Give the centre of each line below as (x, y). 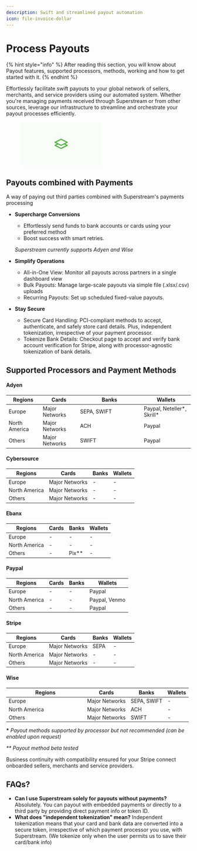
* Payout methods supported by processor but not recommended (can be (95, 730)
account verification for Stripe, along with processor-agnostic (98, 345)
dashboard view (43, 279)
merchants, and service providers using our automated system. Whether (94, 95)
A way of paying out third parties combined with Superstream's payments (95, 197)
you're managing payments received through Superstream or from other (93, 101)
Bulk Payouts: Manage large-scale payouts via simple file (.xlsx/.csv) (106, 285)
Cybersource (23, 458)
